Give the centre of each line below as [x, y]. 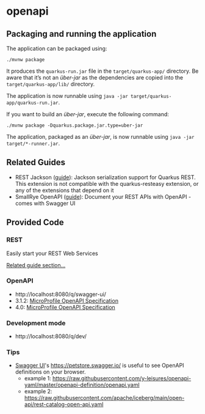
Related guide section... [36, 265]
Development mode [36, 323]
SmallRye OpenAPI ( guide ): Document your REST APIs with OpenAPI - [103, 196]
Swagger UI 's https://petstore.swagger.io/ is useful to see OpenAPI [99, 366]
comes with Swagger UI [45, 203]
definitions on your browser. [50, 372]
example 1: [38, 379]
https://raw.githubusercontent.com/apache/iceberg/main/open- [104, 398]
